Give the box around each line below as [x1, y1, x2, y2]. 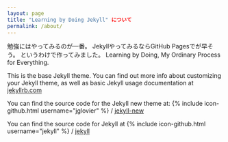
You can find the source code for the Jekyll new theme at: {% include [7, 100, 203, 108]
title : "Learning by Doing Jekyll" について [7, 16, 132, 23]
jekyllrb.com [7, 86, 42, 94]
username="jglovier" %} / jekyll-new [40, 106, 144, 115]
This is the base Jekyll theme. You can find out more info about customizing [7, 72, 221, 80]
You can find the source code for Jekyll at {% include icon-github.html [7, 120, 206, 128]
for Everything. [7, 59, 49, 67]
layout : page [7, 10, 45, 17]
